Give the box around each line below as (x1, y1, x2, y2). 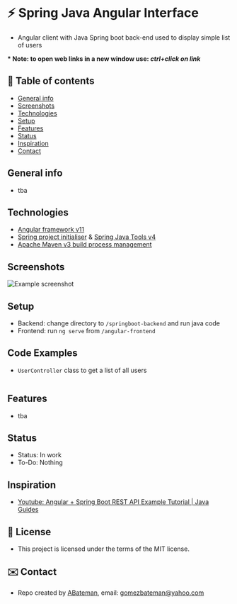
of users (17, 40, 42, 49)
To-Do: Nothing (17, 458, 64, 467)
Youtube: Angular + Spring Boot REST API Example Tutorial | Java (17, 498, 209, 506)
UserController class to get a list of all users (17, 366, 147, 374)
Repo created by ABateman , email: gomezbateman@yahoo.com (17, 588, 204, 597)
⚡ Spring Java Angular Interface (7, 5, 200, 21)
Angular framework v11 (17, 225, 85, 234)
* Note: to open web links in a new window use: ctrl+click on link (7, 54, 201, 63)
